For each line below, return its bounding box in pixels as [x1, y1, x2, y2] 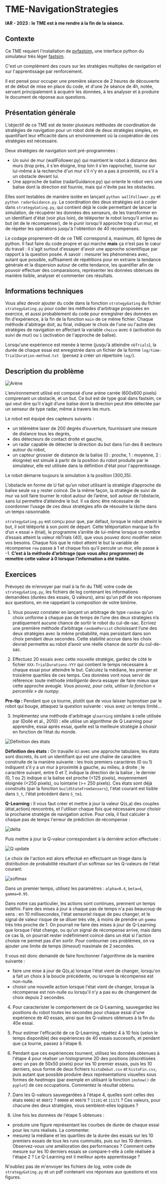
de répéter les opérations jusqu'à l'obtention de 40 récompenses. [5, 225, 140, 231]
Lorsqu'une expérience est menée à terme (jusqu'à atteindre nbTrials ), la [5, 342, 157, 348]
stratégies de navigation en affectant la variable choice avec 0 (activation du [5, 327, 162, 333]
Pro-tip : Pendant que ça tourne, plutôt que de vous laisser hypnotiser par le [5, 698, 162, 703]
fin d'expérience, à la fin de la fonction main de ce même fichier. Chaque [5, 316, 154, 322]
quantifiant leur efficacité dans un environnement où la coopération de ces [5, 132, 159, 138]
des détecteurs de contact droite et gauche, [12, 436, 103, 442]
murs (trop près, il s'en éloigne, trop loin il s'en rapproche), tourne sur [12, 162, 156, 168]
